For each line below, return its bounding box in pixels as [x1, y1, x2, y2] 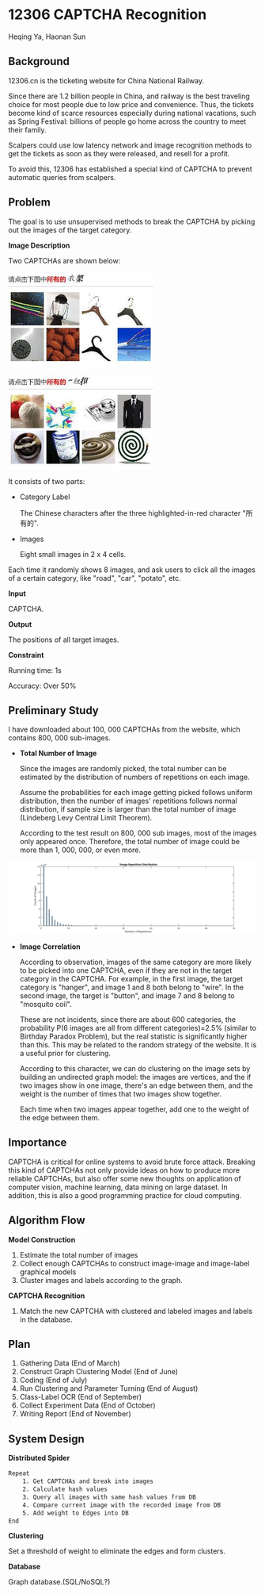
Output [8, 619, 32, 628]
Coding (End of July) [19, 1375, 88, 1385]
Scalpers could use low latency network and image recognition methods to [8, 140, 252, 150]
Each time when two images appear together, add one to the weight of [19, 1104, 250, 1114]
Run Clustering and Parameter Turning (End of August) [19, 1384, 199, 1393]
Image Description [8, 240, 70, 250]
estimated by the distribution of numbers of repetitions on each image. [19, 772, 251, 782]
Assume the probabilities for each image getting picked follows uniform [19, 788, 253, 797]
